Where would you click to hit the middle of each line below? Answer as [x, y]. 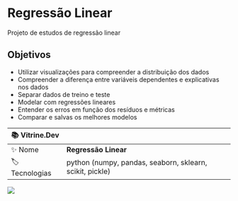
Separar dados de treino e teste [64, 94]
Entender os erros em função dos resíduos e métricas [96, 109]
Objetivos [29, 55]
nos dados [33, 87]
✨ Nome [25, 149]
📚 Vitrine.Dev [35, 134]
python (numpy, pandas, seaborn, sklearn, [137, 163]
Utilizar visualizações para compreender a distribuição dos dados [113, 71]
